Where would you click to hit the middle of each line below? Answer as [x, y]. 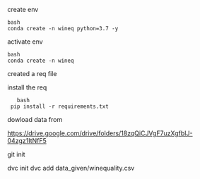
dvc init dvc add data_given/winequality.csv [71, 168]
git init [17, 154]
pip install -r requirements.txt [60, 106]
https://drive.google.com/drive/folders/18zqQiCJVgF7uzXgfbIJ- [100, 133]
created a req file [32, 74]
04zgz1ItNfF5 [27, 141]
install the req [27, 87]
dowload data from [35, 119]
